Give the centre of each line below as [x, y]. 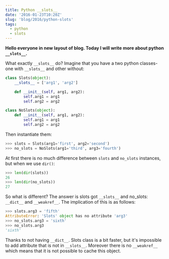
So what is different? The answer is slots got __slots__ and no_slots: [77, 197]
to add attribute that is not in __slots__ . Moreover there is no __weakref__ [81, 245]
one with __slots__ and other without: [45, 69]
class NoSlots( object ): [30, 110]
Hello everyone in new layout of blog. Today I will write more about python [85, 48]
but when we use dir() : [30, 164]
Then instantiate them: [29, 134]
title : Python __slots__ [31, 10]
